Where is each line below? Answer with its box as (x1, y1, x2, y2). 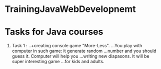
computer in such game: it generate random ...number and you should (11, 48, 156, 54)
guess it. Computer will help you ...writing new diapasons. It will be (11, 53, 149, 59)
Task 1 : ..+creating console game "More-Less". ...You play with (11, 43, 142, 49)
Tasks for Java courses (4, 26, 103, 38)
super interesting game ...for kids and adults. (11, 59, 104, 65)
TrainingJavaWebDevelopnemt (4, 3, 136, 15)
